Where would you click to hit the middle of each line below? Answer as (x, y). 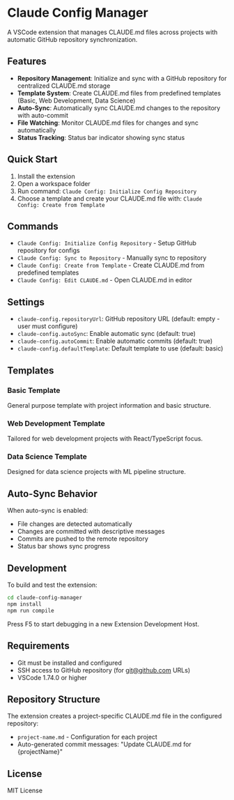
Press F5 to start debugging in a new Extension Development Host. (103, 624)
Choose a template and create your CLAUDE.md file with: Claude (110, 198)
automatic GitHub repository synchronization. (72, 39)
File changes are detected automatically (75, 524)
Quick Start (32, 159)
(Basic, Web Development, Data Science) (76, 100)
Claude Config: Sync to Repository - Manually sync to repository (112, 258)
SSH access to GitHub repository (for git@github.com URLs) (104, 670)
